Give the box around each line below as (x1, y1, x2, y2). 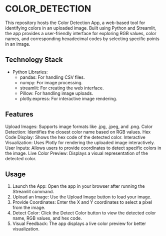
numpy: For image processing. (19, 79, 83, 85)
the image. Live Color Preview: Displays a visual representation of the (5, 150, 148, 156)
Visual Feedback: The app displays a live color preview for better (12, 220, 146, 226)
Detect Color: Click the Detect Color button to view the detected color (12, 210, 156, 216)
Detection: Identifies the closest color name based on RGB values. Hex (5, 129, 151, 135)
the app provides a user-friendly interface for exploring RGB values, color (5, 30, 156, 36)
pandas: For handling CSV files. (19, 74, 85, 80)
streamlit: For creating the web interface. (19, 85, 104, 91)
